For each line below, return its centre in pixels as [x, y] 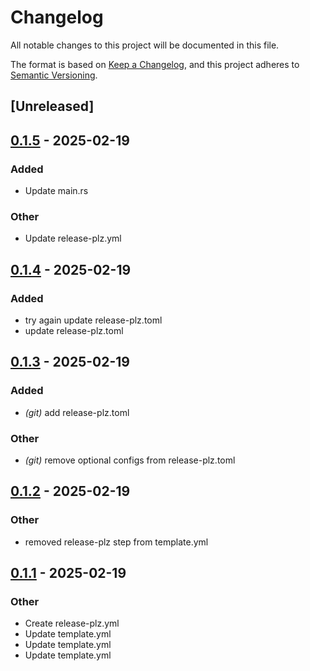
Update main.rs [56, 191]
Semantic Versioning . [54, 75]
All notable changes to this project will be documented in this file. [145, 45]
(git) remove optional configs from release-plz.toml [130, 460]
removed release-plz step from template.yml [116, 542]
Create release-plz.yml [72, 623]
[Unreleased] [52, 106]
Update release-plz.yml [73, 238]
